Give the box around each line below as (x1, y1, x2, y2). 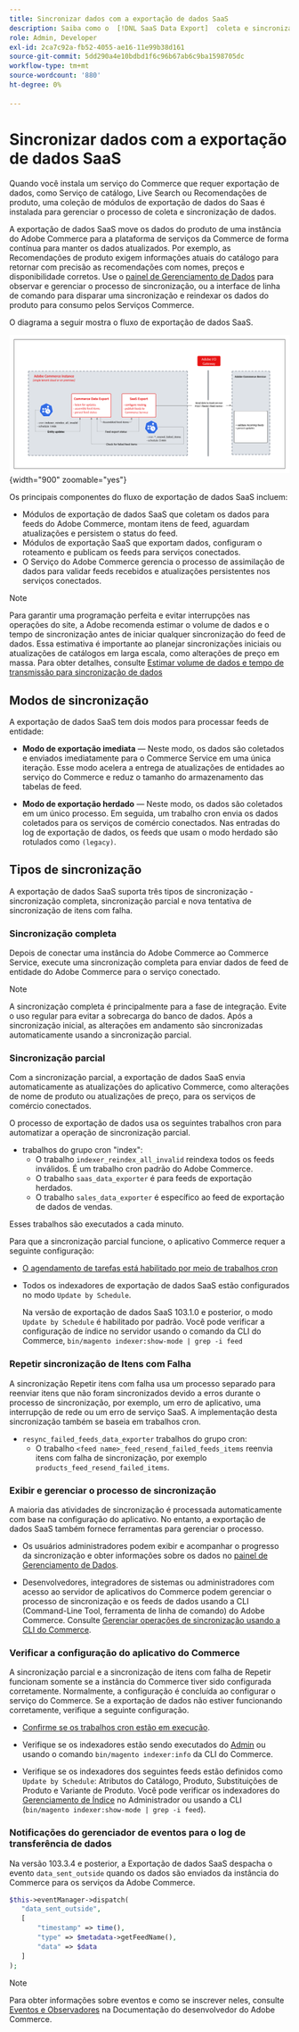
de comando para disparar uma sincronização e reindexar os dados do (9, 290, 270, 301)
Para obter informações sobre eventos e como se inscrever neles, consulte (9, 1995, 285, 2005)
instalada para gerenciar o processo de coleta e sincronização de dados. (9, 206, 277, 217)
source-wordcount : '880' (9, 71, 101, 80)
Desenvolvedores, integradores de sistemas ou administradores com (21, 1577, 275, 1587)
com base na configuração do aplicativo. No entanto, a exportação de (9, 1513, 266, 1524)
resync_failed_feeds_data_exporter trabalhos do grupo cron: (21, 1433, 247, 1444)
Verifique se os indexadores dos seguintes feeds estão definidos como (21, 1766, 283, 1777)
